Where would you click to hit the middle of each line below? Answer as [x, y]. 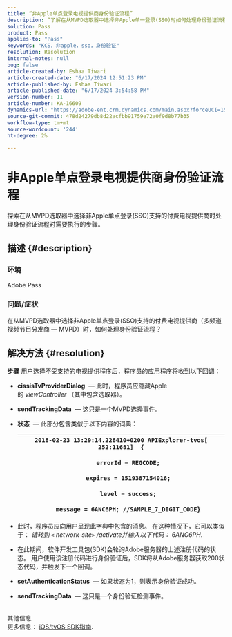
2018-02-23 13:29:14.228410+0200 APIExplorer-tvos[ [121, 440]
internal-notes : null [38, 59]
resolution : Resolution [41, 53]
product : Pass [28, 33]
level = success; [128, 494]
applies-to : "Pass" [35, 39]
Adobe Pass [24, 285]
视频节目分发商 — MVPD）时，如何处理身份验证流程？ [85, 330]
